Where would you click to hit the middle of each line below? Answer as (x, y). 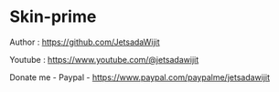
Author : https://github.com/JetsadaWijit (85, 42)
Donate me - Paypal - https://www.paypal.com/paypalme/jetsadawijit (140, 77)
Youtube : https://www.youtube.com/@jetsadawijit (104, 59)
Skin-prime (53, 17)
